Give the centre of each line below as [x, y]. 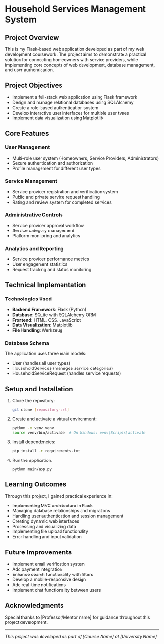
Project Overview [32, 37]
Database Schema [27, 343]
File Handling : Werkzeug [37, 330]
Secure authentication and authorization [52, 163]
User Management [28, 147]
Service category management [43, 230]
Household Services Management [76, 9]
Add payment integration [37, 569]
